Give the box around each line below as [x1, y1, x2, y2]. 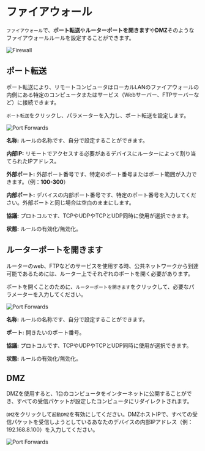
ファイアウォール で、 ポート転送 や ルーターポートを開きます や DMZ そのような [6, 26, 195, 34]
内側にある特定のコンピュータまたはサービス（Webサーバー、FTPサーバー [6, 91, 194, 98]
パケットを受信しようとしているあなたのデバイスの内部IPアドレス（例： [11, 418, 193, 426]
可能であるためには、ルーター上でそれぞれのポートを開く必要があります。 [6, 270, 194, 277]
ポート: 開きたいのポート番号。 [6, 329, 85, 336]
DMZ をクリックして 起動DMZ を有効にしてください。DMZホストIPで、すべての [6, 410, 193, 418]
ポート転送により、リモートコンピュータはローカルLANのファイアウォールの [6, 83, 199, 90]
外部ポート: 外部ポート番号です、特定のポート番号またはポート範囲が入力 [6, 170, 192, 178]
